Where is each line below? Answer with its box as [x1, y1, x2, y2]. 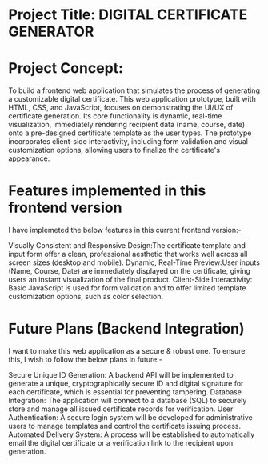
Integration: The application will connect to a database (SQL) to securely [8, 396, 247, 405]
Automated [8, 430, 46, 439]
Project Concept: [8, 59, 124, 78]
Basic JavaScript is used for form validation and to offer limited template [8, 283, 246, 293]
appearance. [8, 154, 50, 163]
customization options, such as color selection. [8, 292, 164, 302]
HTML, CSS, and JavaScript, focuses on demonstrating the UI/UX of [8, 102, 234, 113]
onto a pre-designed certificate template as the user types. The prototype [8, 128, 252, 138]
